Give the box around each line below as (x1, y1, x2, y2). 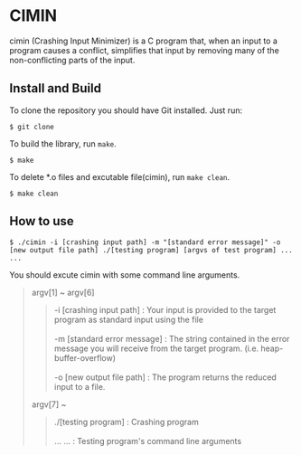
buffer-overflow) (53, 352, 116, 363)
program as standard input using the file (53, 314, 203, 325)
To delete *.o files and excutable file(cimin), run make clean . (9, 171, 230, 182)
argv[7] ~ (31, 399, 67, 410)
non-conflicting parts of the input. (9, 54, 136, 65)
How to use (9, 213, 74, 229)
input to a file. (53, 381, 106, 392)
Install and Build (9, 81, 102, 96)
